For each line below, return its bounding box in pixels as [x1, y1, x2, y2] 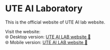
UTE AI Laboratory [5, 3, 83, 14]
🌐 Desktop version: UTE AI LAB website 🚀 [5, 34, 91, 40]
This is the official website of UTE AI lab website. [5, 19, 106, 25]
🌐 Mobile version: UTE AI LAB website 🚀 [5, 39, 88, 45]
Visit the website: [5, 28, 41, 34]
